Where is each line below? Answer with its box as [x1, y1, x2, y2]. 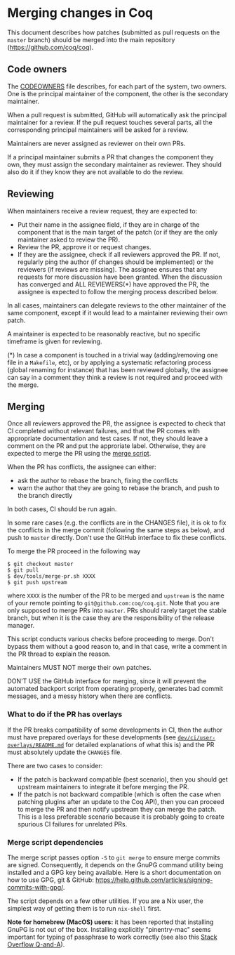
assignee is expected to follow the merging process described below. [17, 287, 219, 296]
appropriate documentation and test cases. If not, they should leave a [7, 434, 208, 443]
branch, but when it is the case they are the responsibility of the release [7, 614, 215, 622]
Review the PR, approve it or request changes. [17, 242, 152, 251]
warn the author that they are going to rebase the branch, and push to [17, 484, 220, 492]
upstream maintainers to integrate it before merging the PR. [17, 782, 189, 791]
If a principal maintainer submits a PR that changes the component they [7, 152, 214, 161]
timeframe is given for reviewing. [7, 337, 102, 345]
